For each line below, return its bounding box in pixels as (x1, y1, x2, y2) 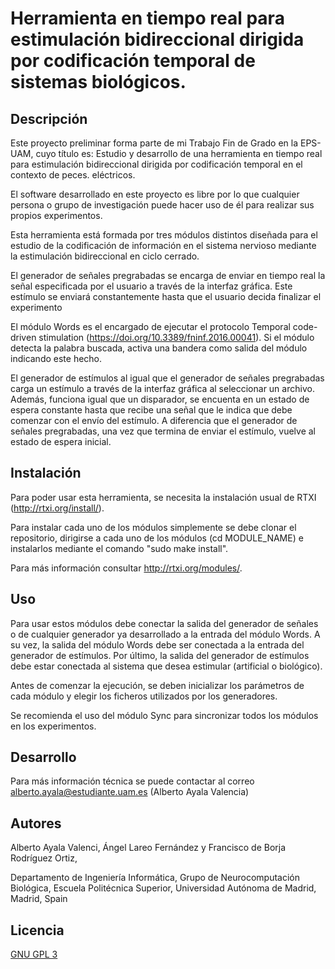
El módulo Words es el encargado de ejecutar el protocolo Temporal (10, 321, 291, 332)
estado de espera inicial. (10, 436, 112, 447)
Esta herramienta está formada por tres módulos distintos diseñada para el (10, 229, 318, 241)
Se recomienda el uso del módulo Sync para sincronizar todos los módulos (10, 709, 319, 721)
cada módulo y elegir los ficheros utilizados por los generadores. (10, 690, 278, 702)
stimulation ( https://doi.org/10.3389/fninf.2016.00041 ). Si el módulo (38, 332, 315, 343)
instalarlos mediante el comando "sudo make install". (10, 542, 229, 554)
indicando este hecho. (10, 353, 103, 364)
